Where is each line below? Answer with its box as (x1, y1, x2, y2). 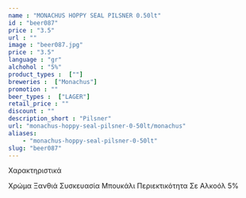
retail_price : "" (8, 100, 69, 108)
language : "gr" (8, 56, 62, 64)
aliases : (8, 129, 37, 137)
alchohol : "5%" (8, 63, 62, 71)
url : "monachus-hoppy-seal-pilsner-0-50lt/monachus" (8, 122, 186, 130)
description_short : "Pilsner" (8, 115, 112, 123)
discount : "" (8, 108, 56, 116)
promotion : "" (8, 85, 59, 93)
